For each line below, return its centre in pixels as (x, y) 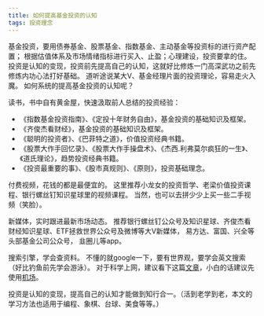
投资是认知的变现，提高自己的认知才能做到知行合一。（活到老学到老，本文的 (130, 294)
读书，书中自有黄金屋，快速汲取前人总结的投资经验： (94, 102)
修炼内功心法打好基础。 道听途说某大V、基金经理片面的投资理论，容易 (122, 75)
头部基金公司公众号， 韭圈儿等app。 (67, 241)
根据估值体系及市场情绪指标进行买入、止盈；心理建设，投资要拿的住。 (137, 56)
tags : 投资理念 (31, 23)
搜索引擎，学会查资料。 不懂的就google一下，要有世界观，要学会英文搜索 (127, 257)
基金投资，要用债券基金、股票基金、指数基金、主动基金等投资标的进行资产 (128, 46)
